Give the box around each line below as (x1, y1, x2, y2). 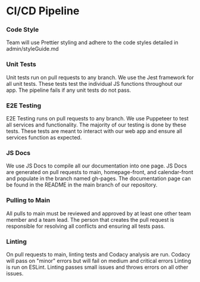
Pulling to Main (6, 196, 51, 204)
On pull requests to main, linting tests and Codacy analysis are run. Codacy (6, 250, 190, 258)
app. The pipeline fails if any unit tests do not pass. (6, 86, 132, 94)
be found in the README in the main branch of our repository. (6, 181, 158, 188)
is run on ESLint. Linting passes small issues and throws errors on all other (6, 264, 189, 271)
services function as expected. (6, 134, 82, 141)
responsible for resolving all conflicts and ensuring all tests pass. (6, 222, 165, 230)
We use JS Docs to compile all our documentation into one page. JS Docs (6, 162, 187, 169)
